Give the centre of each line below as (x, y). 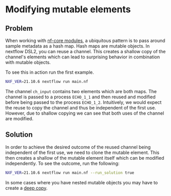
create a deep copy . (26, 188)
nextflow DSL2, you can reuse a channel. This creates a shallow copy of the (85, 51)
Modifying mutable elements (68, 9)
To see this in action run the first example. (50, 72)
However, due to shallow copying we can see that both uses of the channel (85, 113)
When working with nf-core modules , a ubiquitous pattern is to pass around (85, 40)
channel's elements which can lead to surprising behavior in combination (83, 57)
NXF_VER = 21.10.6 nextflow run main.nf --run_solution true (70, 172)
